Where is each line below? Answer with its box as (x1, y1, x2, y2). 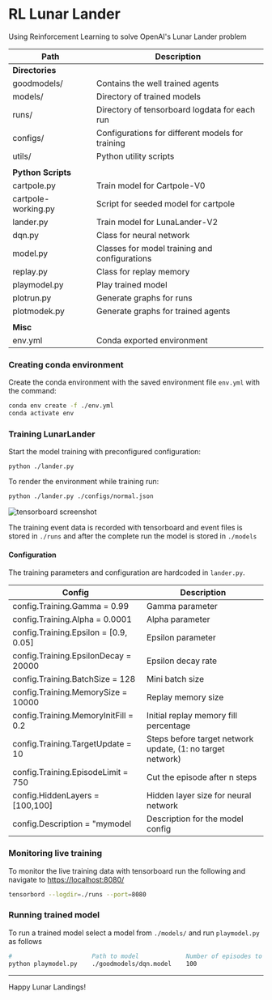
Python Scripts (12, 167, 71, 178)
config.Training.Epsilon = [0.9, (12, 627, 128, 638)
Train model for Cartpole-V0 (96, 180, 206, 191)
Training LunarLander (8, 428, 96, 440)
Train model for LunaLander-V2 (96, 216, 219, 228)
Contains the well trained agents (96, 78, 219, 89)
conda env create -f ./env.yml (8, 402, 114, 410)
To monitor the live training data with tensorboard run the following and (8, 866, 245, 875)
